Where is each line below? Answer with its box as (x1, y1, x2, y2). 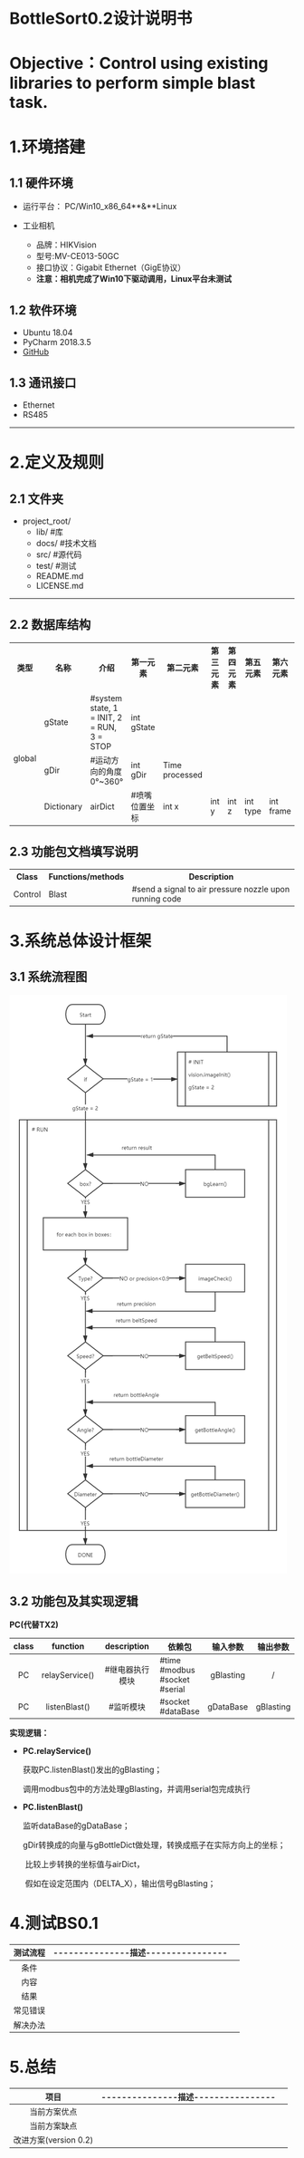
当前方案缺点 (29, 2121, 78, 2132)
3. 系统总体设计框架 (9, 930, 152, 951)
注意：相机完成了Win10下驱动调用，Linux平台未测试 (35, 274, 233, 284)
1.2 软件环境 (9, 303, 77, 318)
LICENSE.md (35, 581, 84, 591)
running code (131, 893, 182, 904)
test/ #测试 (35, 561, 77, 571)
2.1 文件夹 (9, 491, 64, 506)
